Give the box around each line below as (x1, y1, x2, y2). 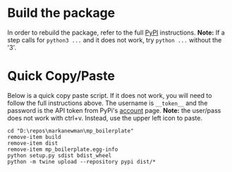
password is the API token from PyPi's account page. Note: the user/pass (7, 106, 221, 114)
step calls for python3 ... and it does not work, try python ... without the (7, 35, 222, 44)
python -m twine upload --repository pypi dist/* (7, 158, 157, 165)
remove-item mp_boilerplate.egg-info (7, 146, 118, 153)
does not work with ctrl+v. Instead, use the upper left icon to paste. (7, 113, 203, 122)
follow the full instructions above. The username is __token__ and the (7, 99, 208, 107)
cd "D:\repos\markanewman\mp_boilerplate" (7, 127, 134, 135)
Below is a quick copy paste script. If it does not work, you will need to (7, 91, 212, 99)
